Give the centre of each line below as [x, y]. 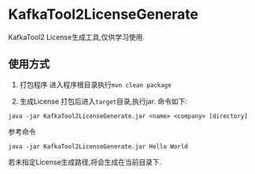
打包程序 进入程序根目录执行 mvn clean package [95, 85]
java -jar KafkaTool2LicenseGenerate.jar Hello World [98, 147]
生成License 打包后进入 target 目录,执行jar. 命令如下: [103, 101]
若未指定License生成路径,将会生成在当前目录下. [85, 161]
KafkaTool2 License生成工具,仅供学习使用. [76, 37]
